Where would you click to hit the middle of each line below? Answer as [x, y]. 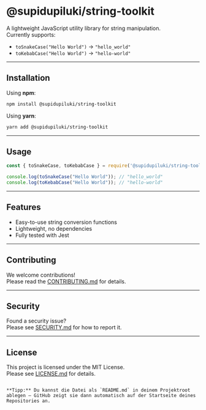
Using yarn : [21, 116]
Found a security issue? [36, 321]
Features [24, 207]
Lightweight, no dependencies [54, 228]
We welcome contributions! [41, 275]
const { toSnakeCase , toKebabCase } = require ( [68, 166]
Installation [28, 78]
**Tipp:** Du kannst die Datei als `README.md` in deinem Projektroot [98, 390]
